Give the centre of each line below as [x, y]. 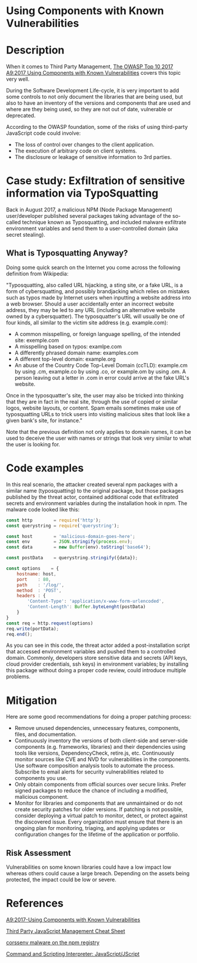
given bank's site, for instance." [44, 420]
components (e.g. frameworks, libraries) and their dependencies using [100, 747]
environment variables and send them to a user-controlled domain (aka [92, 228]
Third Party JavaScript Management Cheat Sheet [66, 931]
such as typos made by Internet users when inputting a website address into [98, 297]
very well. [18, 79]
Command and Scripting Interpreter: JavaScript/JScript [73, 954]
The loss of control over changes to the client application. [84, 145]
